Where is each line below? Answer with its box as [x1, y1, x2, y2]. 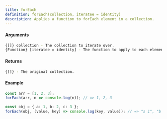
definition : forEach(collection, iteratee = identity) [5, 12, 121, 17]
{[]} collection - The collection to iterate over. [5, 43, 114, 48]
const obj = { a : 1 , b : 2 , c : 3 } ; [5, 105, 79, 110]
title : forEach [5, 7, 37, 12]
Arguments [5, 32, 29, 38]
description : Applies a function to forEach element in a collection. [5, 16, 155, 21]
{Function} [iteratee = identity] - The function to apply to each [5, 48, 148, 53]
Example [5, 80, 24, 86]
